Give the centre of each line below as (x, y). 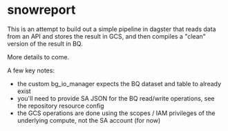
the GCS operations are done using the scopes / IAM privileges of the (116, 113)
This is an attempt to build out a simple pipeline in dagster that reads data (112, 29)
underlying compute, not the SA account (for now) (89, 120)
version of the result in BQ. (45, 43)
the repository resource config (61, 105)
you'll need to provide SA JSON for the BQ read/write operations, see (116, 98)
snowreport (41, 10)
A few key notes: (31, 70)
